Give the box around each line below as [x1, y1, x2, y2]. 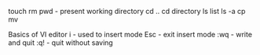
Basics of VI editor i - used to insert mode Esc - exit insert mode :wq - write [8, 30, 253, 39]
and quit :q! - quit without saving [8, 38, 114, 47]
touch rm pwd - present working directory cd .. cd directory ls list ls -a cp [8, 7, 246, 15]
